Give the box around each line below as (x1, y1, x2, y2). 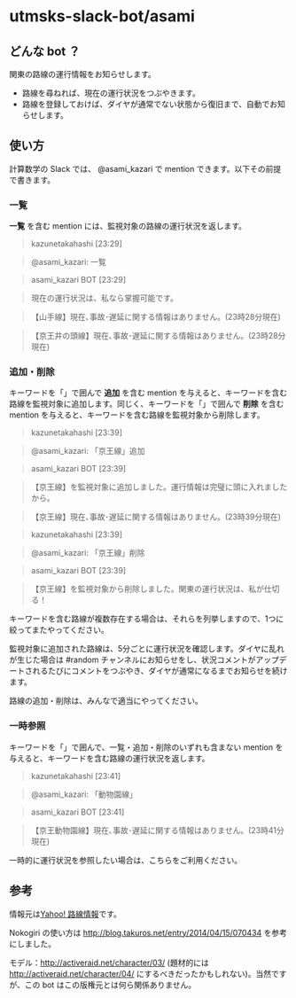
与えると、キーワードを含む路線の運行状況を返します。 (9, 752, 210, 763)
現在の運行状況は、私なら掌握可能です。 (30, 292, 179, 303)
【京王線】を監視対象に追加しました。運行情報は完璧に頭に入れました (30, 481, 288, 493)
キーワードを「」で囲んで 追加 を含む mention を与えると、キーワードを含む (9, 387, 288, 398)
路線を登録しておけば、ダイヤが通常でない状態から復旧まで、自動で (21, 99, 270, 109)
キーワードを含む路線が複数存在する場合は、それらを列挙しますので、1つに (9, 613, 284, 624)
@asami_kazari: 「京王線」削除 (30, 548, 145, 558)
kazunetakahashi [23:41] (30, 770, 121, 781)
